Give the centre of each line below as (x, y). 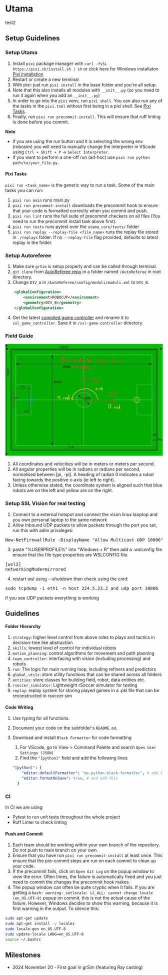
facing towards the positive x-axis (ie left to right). (64, 480)
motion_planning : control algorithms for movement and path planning (83, 653)
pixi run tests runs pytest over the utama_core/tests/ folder (76, 226)
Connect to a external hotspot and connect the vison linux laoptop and (85, 514)
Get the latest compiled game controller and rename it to (70, 317)
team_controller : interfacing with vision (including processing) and (81, 658)
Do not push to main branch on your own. (55, 850)
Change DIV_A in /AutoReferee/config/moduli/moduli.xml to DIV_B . (80, 282)
